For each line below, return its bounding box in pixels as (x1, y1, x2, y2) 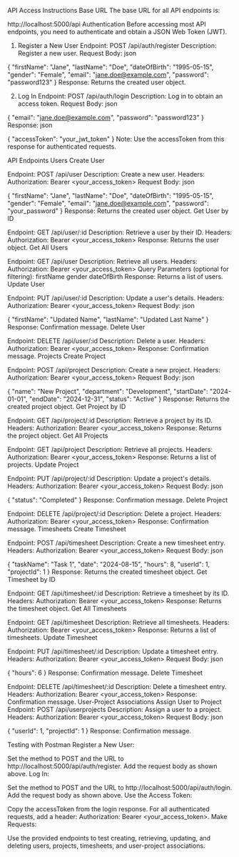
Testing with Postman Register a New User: (7, 740, 135, 749)
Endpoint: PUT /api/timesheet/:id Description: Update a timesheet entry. (7, 647, 219, 655)
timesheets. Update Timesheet (7, 633, 98, 642)
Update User (7, 280, 45, 288)
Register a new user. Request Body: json (17, 49, 137, 57)
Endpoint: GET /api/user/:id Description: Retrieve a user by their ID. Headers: (7, 228, 233, 237)
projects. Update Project (7, 460, 79, 469)
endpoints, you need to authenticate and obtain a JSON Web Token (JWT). (7, 28, 228, 36)
